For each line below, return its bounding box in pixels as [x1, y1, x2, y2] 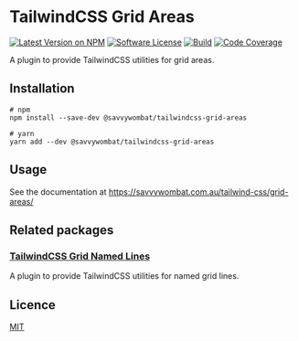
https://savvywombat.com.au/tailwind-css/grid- [108, 186, 289, 197]
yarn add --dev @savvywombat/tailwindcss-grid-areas [9, 137, 215, 146]
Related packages [9, 222, 114, 238]
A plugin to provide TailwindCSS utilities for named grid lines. [9, 271, 239, 282]
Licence [9, 297, 57, 313]
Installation [9, 80, 75, 97]
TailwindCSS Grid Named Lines [9, 250, 151, 262]
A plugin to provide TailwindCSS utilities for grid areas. [9, 54, 215, 65]
